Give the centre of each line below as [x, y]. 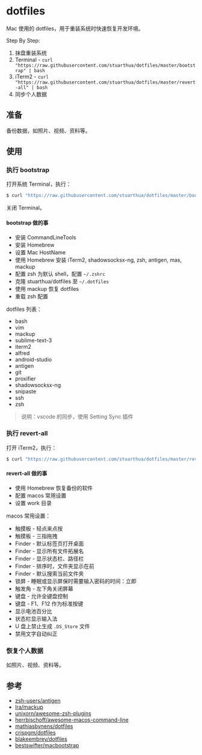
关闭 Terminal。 [26, 208]
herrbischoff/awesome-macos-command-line [72, 720]
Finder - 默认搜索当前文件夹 [49, 573]
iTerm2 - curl [32, 76]
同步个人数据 [31, 94]
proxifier [25, 378]
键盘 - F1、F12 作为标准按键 [49, 604]
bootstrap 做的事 [27, 222]
